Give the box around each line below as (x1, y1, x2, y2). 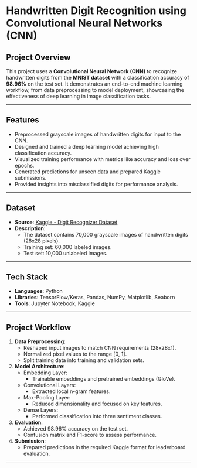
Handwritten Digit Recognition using (6, 4, 186, 18)
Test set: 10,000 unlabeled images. (23, 250, 108, 257)
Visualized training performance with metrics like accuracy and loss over (14, 155, 191, 162)
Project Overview (6, 52, 71, 62)
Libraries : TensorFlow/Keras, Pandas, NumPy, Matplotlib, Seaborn (14, 294, 175, 301)
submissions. (14, 174, 47, 181)
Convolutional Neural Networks (6, 16, 163, 30)
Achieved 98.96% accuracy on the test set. (23, 425, 128, 432)
